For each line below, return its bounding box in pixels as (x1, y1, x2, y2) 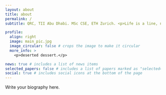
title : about (5, 12, 32, 17)
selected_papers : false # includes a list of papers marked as (5, 66, 138, 71)
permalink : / (5, 16, 32, 21)
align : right (9, 34, 37, 39)
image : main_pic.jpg (9, 39, 52, 44)
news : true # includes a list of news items (5, 62, 98, 66)
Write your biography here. (5, 84, 60, 90)
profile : (5, 30, 23, 35)
